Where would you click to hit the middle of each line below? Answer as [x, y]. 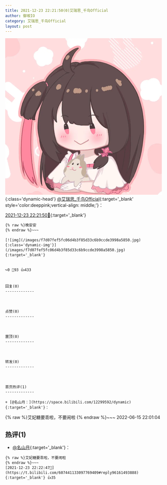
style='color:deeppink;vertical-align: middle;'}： [54, 205]
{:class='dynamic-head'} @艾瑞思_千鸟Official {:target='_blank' [69, 199]
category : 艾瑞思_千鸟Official [36, 21]
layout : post [19, 26]
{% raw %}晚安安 [21, 225]
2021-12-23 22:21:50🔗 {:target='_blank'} [46, 215]
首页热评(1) [16, 387]
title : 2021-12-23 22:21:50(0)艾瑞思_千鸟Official [57, 10]
